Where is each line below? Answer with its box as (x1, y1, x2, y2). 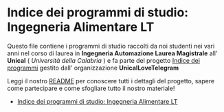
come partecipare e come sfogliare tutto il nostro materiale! (7, 84, 175, 92)
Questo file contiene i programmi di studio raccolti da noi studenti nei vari (7, 42, 215, 50)
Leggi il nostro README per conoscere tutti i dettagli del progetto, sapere (7, 76, 215, 85)
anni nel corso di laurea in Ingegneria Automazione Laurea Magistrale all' (7, 49, 218, 57)
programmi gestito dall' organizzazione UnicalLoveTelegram (7, 64, 179, 72)
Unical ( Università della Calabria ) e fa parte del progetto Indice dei (7, 56, 201, 64)
